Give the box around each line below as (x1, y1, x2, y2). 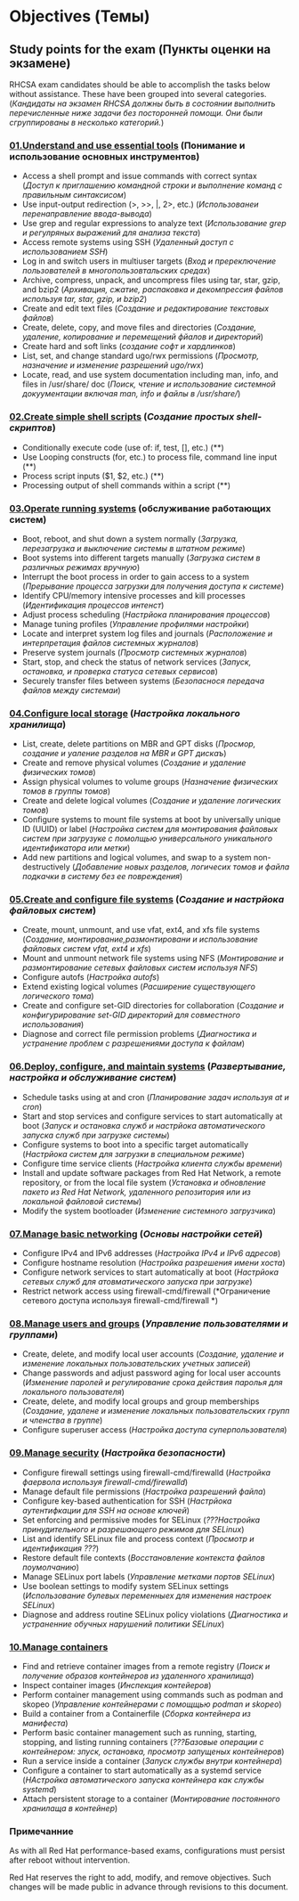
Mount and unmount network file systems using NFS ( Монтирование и (21, 953, 284, 964)
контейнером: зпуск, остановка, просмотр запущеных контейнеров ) (21, 1746, 285, 1757)
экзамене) (9, 55, 71, 70)
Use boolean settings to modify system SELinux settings (21, 1580, 230, 1591)
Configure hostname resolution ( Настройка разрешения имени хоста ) (21, 1258, 287, 1269)
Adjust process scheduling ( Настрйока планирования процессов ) (21, 608, 271, 620)
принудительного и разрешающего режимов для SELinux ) (21, 1523, 245, 1534)
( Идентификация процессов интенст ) (21, 600, 165, 610)
